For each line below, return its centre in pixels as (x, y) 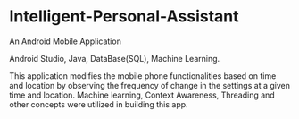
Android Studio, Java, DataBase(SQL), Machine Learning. (115, 58)
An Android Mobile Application (66, 41)
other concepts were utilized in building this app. (99, 104)
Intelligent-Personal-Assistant (124, 17)
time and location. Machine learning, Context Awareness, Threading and (142, 95)
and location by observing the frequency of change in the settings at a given (149, 85)
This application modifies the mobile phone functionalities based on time (143, 76)
